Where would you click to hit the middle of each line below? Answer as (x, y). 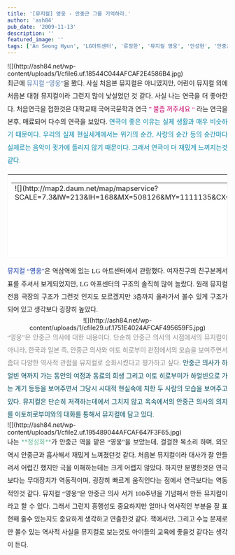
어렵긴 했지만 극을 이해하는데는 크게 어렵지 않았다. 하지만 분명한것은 (117, 468)
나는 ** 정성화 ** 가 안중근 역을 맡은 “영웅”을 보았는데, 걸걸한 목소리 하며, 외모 (117, 442)
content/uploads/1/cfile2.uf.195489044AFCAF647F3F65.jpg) (94, 433)
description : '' (31, 33)
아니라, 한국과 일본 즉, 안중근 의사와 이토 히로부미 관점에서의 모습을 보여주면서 (117, 350)
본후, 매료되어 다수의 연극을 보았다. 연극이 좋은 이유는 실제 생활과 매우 (108, 122)
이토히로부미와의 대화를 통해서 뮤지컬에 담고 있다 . (85, 414)
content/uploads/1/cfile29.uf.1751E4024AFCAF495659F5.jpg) (117, 328)
